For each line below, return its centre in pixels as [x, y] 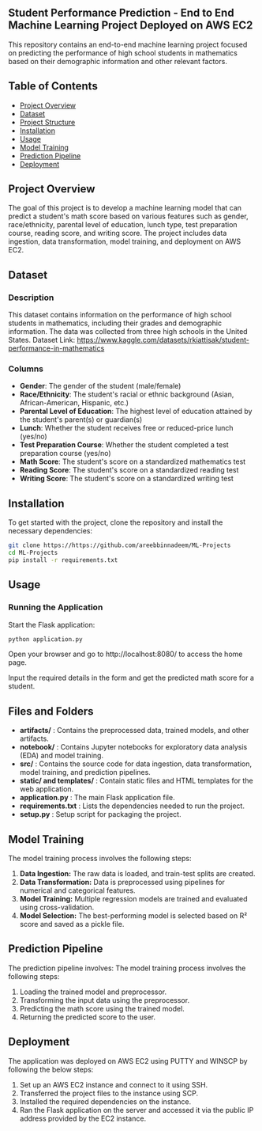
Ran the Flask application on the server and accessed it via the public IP [137, 1110]
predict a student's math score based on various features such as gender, [128, 216]
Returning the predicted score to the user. [88, 1017]
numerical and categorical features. [77, 890]
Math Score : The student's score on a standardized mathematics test [133, 461]
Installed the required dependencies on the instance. [105, 1101]
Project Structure [47, 122]
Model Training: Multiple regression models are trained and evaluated [133, 899]
